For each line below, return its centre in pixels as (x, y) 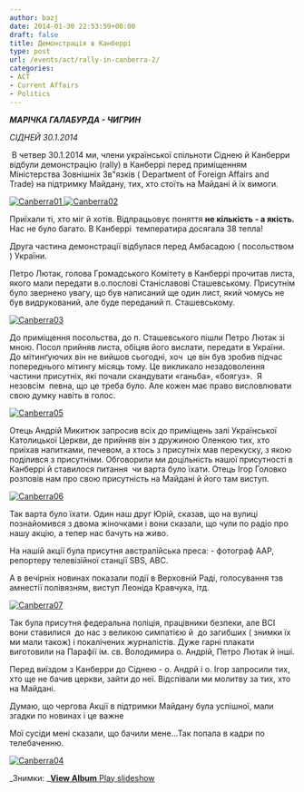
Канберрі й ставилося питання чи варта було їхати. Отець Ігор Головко (148, 469)
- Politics (30, 93)
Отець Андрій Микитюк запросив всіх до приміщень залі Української (143, 430)
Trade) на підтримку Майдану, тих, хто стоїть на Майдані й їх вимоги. (144, 183)
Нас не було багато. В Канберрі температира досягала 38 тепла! (136, 229)
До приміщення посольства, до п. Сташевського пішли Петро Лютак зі (147, 337)
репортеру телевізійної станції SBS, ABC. (89, 560)
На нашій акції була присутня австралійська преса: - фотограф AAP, (142, 551)
